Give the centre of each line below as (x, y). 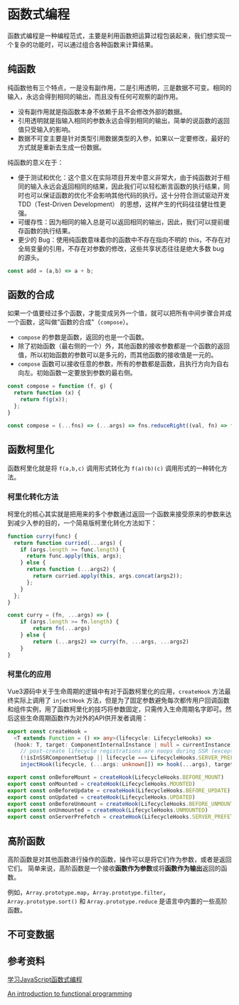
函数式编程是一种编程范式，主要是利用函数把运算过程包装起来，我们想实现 (116, 36)
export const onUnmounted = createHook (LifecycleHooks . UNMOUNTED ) (108, 810)
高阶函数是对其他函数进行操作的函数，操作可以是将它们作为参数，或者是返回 (119, 860)
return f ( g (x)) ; (44, 400)
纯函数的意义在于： (36, 162)
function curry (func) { (43, 536)
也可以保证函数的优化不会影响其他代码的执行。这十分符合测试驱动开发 (127, 195)
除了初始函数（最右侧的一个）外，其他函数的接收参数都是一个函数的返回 (123, 346)
